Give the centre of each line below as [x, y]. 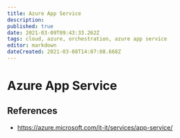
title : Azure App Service [44, 13]
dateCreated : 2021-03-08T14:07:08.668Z [64, 52]
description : [26, 20]
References [32, 111]
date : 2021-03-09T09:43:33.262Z [53, 33]
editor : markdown [32, 45]
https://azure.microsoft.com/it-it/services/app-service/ [95, 127]
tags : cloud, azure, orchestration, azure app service [87, 39]
